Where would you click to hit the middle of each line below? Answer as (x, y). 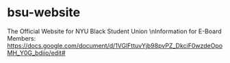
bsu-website (44, 13)
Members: (22, 38)
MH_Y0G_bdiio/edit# (37, 53)
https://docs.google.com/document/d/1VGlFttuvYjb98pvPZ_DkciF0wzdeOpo (115, 45)
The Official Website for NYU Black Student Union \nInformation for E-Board (114, 31)
